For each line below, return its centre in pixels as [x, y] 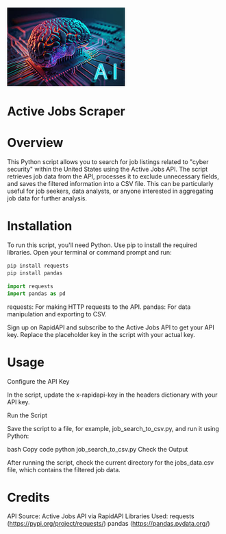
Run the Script [27, 415]
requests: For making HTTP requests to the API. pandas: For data [99, 307]
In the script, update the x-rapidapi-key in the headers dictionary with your [112, 395]
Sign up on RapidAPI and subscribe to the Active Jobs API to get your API [111, 327]
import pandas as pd [37, 293]
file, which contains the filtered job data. [64, 469]
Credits [28, 497]
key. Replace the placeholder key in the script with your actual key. [101, 334]
